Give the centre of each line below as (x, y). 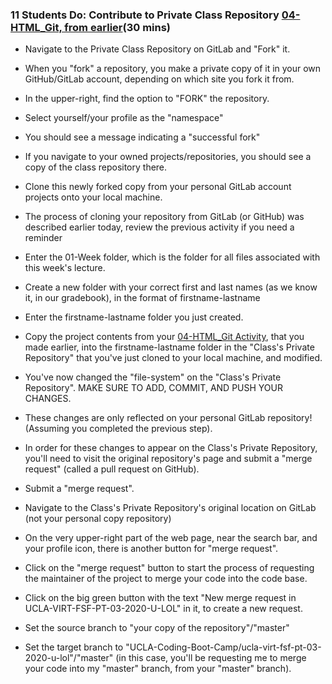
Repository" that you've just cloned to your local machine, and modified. (173, 358)
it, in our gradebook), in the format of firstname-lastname (142, 298)
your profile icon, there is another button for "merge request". (151, 549)
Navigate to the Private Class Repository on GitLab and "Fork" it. (157, 49)
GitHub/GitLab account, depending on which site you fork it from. (159, 79)
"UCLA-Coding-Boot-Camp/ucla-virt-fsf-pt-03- (223, 647)
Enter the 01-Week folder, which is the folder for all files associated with (172, 257)
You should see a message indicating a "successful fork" (142, 137)
